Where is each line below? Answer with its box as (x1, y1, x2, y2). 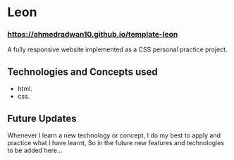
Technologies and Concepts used (7, 66, 158, 78)
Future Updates (7, 112, 77, 124)
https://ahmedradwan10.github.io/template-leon (7, 30, 178, 39)
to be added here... (7, 146, 63, 155)
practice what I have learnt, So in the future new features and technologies (7, 139, 224, 147)
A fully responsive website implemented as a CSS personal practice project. (7, 45, 228, 54)
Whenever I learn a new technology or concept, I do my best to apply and (7, 131, 221, 140)
